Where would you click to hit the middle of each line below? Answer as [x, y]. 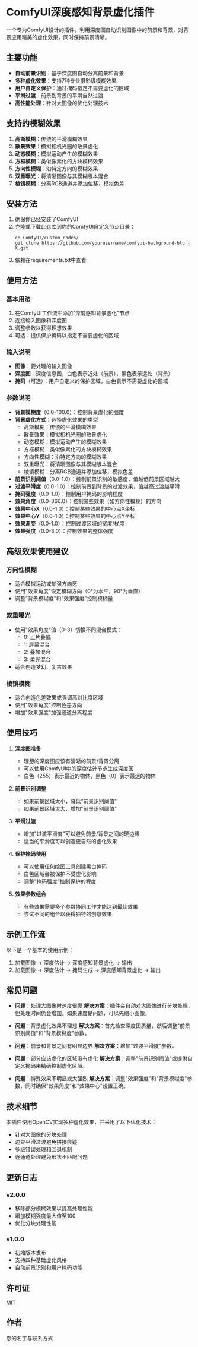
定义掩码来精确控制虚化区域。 [51, 1066]
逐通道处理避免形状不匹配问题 [51, 1157]
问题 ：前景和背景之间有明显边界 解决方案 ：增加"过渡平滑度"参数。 [96, 1046]
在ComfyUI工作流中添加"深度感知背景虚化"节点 [72, 313]
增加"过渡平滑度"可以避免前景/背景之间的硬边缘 [82, 834]
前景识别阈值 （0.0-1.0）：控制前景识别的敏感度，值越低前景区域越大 [97, 479]
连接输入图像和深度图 [41, 321]
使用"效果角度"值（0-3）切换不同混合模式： [68, 630]
